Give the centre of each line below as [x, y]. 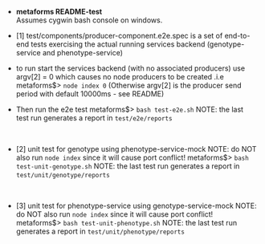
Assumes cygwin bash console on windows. [89, 20]
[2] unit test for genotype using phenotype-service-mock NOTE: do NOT [136, 149]
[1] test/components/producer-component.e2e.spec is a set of [119, 36]
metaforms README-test [59, 12]
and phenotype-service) [83, 53]
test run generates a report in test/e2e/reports [94, 118]
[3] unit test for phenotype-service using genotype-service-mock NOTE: [136, 205]
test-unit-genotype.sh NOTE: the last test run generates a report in [128, 166]
